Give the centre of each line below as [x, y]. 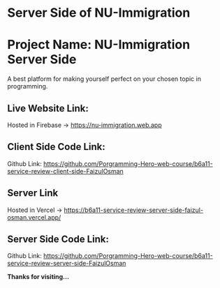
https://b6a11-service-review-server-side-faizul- [134, 210]
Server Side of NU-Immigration [99, 13]
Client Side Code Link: [57, 147]
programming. [28, 86]
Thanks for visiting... [38, 277]
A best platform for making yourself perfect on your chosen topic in [104, 79]
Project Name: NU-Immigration [99, 45]
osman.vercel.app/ [34, 217]
